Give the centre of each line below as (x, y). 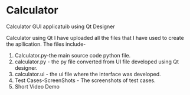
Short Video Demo (37, 86)
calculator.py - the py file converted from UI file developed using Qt (96, 62)
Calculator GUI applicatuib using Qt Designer (60, 26)
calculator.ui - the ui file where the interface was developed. (88, 74)
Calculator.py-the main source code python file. (73, 55)
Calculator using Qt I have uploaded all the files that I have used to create (95, 38)
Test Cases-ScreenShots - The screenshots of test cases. (85, 80)
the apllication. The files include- (46, 44)
